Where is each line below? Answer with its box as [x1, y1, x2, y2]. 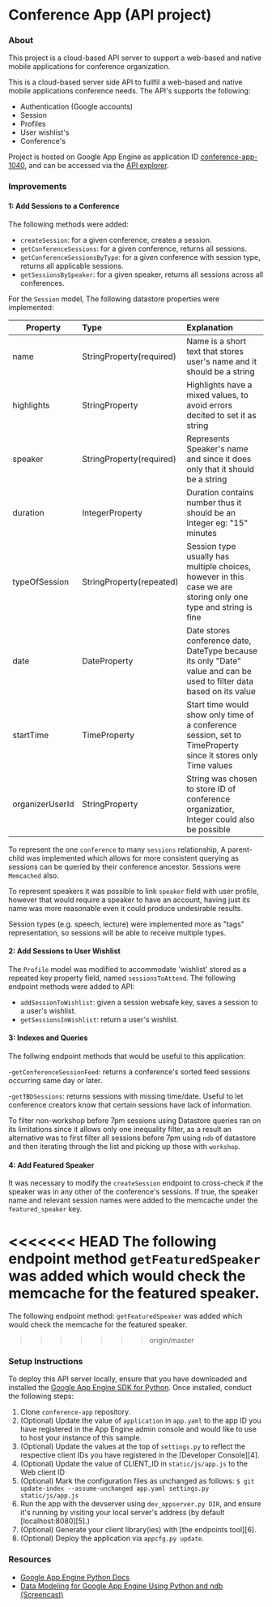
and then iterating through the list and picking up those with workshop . [8, 1142, 240, 1151]
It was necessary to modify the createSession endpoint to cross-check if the [8, 1178, 264, 1188]
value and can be [185, 665, 253, 676]
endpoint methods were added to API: [8, 981, 135, 991]
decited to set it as [185, 409, 257, 421]
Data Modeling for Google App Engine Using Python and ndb [19, 1581, 223, 1591]
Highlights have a [185, 379, 253, 391]
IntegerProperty [82, 507, 143, 518]
